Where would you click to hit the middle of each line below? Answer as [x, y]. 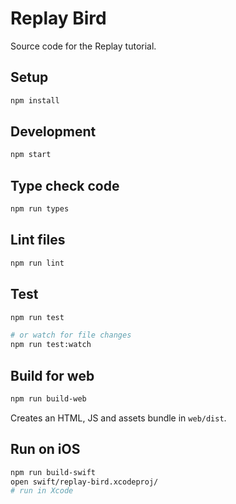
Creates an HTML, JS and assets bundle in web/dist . [118, 418]
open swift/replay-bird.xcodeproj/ [84, 482]
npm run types [40, 209]
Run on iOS [45, 449]
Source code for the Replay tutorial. [83, 46]
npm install [35, 100]
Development [53, 132]
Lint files [38, 240]
